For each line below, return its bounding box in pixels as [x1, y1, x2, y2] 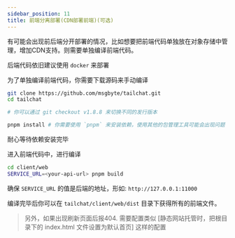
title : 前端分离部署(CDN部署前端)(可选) [7, 17, 114, 24]
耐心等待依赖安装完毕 [7, 135, 69, 143]
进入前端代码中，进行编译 [7, 150, 81, 158]
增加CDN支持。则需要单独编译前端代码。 [19, 46, 138, 54]
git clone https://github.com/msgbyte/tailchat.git [7, 89, 161, 97]
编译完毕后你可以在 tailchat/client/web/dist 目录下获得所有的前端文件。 [7, 199, 221, 207]
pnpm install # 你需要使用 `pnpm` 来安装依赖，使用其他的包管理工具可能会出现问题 [7, 121, 225, 128]
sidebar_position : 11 [7, 10, 71, 18]
